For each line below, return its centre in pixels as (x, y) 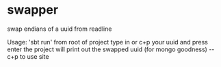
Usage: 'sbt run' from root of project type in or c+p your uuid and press (108, 42)
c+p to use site (28, 56)
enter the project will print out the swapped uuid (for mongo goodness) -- (111, 49)
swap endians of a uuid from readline (60, 29)
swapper (33, 10)
